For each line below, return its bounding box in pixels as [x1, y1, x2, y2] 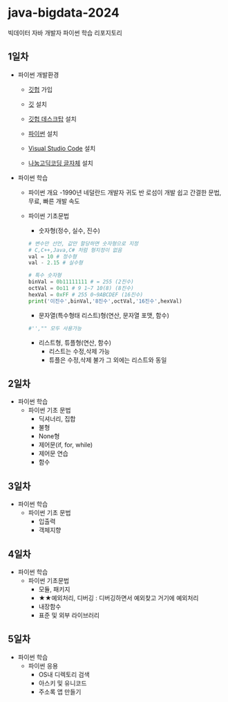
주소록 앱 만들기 [38, 687, 82, 696]
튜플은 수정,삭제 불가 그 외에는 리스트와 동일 [48, 355, 167, 364]
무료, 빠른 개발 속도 [28, 197, 80, 205]
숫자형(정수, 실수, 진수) [38, 226, 101, 235]
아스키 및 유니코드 [38, 678, 87, 687]
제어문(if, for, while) [38, 441, 93, 449]
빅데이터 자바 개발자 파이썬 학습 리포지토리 [8, 28, 123, 37]
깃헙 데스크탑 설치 [28, 114, 77, 123]
